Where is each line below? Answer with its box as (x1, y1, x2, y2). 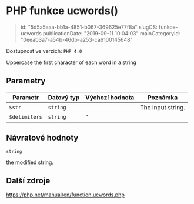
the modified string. (6, 159, 54, 166)
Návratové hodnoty (6, 133, 79, 143)
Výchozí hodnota (85, 93, 135, 101)
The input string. (140, 103, 186, 111)
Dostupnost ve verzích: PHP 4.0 (6, 47, 82, 54)
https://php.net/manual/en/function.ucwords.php (6, 191, 125, 198)
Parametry (6, 76, 46, 86)
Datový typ (48, 93, 80, 101)
